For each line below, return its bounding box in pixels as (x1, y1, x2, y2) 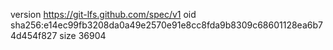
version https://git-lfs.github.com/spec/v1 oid (10, 9, 197, 20)
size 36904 (59, 30, 107, 41)
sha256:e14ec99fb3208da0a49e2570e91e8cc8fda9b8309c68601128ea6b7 (10, 19, 323, 31)
